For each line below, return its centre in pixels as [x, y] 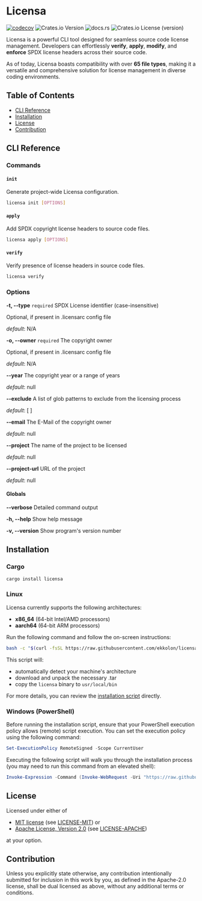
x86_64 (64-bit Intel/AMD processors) [62, 619]
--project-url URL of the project [46, 468]
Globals [16, 494]
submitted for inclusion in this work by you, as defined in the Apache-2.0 [96, 880]
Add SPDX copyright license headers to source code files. [78, 229]
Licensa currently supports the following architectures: [74, 607]
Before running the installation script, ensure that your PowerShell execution [100, 724]
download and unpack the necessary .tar [66, 678]
